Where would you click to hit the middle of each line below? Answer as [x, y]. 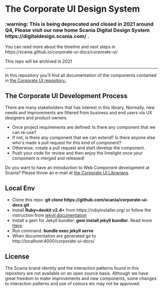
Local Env [20, 188]
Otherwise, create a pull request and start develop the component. [79, 148]
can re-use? [24, 133]
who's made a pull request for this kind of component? [66, 143]
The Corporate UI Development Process [66, 96]
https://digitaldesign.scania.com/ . [47, 36]
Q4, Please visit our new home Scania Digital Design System [77, 30]
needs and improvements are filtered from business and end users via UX [79, 113]
